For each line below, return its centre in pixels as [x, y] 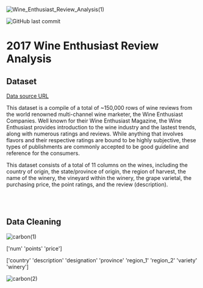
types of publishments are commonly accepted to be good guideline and [98, 147]
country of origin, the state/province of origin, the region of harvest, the [96, 171]
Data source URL [27, 96]
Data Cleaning [34, 222]
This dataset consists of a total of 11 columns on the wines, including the [97, 165]
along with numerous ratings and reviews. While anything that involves [95, 134]
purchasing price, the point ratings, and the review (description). [87, 184]
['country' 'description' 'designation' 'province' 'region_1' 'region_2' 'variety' [102, 260]
